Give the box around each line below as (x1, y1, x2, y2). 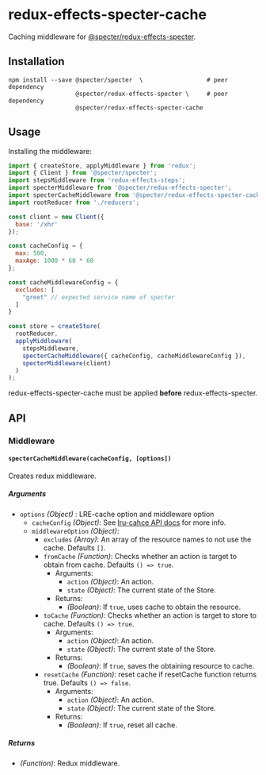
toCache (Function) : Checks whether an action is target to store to (43, 610, 257, 620)
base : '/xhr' (15, 220, 59, 228)
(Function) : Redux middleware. (19, 758, 120, 768)
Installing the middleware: (8, 146, 93, 156)
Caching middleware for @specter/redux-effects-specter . (8, 32, 196, 41)
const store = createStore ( (8, 322, 101, 330)
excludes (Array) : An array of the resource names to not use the (43, 534, 252, 544)
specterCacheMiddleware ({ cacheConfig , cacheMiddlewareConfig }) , (22, 352, 246, 360)
